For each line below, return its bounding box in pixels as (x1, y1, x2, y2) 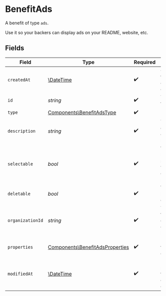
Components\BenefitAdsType (47, 109, 117, 116)
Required (133, 59, 156, 66)
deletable (7, 191, 31, 197)
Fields (5, 44, 25, 53)
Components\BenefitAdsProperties (47, 243, 129, 250)
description (7, 128, 36, 134)
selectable (7, 161, 33, 167)
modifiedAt (7, 271, 33, 277)
